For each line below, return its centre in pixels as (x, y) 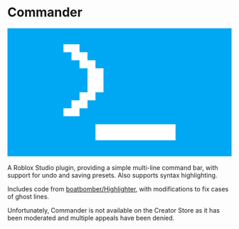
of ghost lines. (28, 196)
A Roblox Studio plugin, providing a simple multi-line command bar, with (113, 167)
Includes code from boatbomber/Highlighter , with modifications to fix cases (118, 188)
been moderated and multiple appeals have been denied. (91, 218)
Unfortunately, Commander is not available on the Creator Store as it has (114, 210)
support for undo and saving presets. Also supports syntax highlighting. (112, 175)
